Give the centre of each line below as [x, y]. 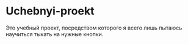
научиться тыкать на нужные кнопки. [55, 34]
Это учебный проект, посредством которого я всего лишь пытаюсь [94, 28]
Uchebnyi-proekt [50, 11]
